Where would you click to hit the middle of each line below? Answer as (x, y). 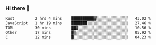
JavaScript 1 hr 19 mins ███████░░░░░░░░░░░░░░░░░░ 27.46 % (78, 23)
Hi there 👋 (18, 8)
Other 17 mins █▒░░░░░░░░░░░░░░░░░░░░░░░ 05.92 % (78, 32)
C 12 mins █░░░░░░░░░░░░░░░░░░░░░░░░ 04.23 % (78, 37)
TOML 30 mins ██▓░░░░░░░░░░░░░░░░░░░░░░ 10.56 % (78, 28)
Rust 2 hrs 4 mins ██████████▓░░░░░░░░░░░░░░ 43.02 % (78, 19)
